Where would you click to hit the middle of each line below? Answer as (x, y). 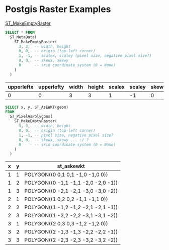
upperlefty (51, 87)
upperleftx (21, 87)
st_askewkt (71, 166)
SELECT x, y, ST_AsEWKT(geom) (37, 107)
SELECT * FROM (20, 32)
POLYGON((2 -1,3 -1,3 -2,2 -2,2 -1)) (71, 232)
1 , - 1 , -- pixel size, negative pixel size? (66, 135)
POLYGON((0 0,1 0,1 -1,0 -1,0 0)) (66, 175)
